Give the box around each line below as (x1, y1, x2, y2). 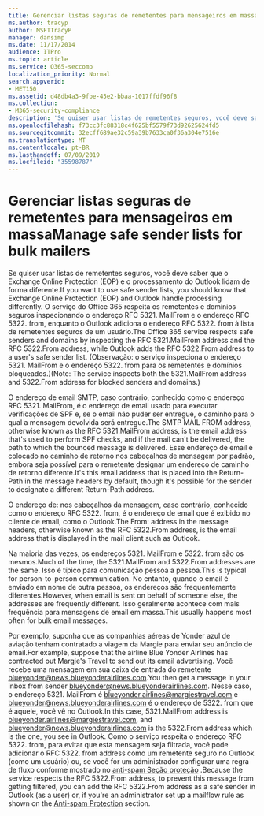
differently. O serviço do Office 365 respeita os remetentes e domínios (8, 302, 236, 311)
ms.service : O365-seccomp (8, 63, 93, 71)
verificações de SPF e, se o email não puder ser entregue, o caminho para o (8, 409, 255, 419)
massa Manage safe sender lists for (8, 225, 243, 244)
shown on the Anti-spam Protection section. (8, 799, 151, 808)
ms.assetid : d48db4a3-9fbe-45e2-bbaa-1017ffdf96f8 (8, 92, 178, 100)
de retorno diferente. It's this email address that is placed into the (8, 468, 218, 478)
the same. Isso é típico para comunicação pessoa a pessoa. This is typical (8, 565, 247, 576)
